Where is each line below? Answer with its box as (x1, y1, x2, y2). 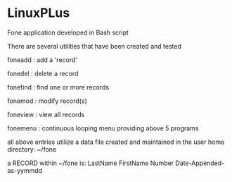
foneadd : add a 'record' (7, 55, 77, 64)
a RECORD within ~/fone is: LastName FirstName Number (7, 159, 174, 167)
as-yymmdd (7, 166, 43, 174)
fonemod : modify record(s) (7, 97, 88, 105)
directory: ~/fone (7, 145, 57, 153)
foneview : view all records (7, 110, 85, 119)
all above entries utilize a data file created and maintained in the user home (7, 138, 225, 146)
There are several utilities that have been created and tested (7, 42, 181, 50)
